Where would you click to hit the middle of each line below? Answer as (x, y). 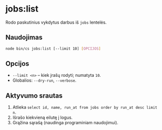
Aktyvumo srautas (34, 95)
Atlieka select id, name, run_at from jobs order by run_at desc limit (85, 107)
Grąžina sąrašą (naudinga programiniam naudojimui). (65, 123)
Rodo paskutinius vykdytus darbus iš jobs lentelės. (56, 22)
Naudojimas (24, 37)
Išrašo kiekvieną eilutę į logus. (43, 117)
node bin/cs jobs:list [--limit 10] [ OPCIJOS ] (53, 49)
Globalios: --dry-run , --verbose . (44, 80)
